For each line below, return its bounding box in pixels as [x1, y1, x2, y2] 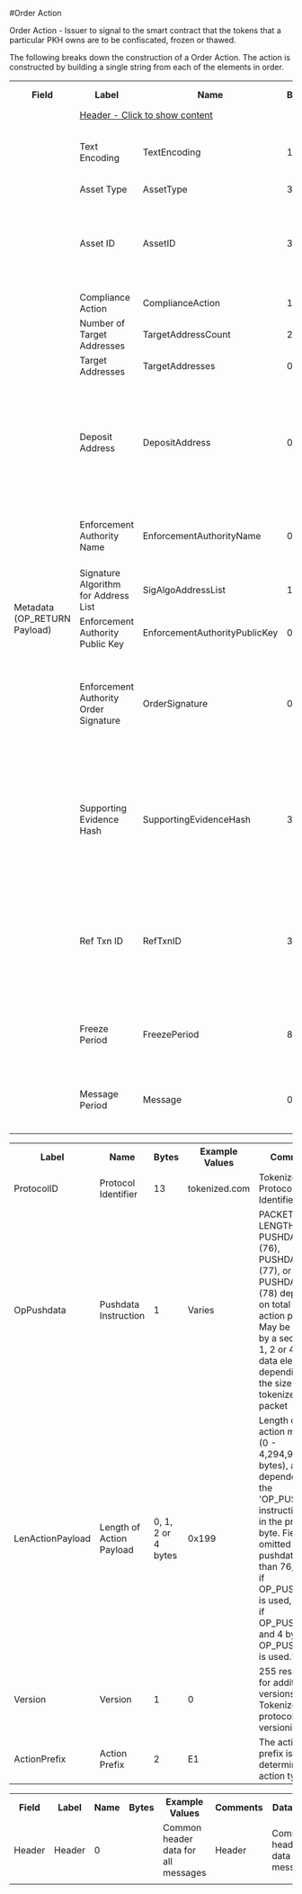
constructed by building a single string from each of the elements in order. [9, 62, 285, 72]
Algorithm [79, 578, 121, 591]
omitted [259, 1538, 291, 1550]
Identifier [99, 1188, 138, 1200]
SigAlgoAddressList [142, 584, 226, 596]
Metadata [13, 601, 55, 613]
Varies [187, 1304, 215, 1316]
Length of [99, 1521, 141, 1533]
